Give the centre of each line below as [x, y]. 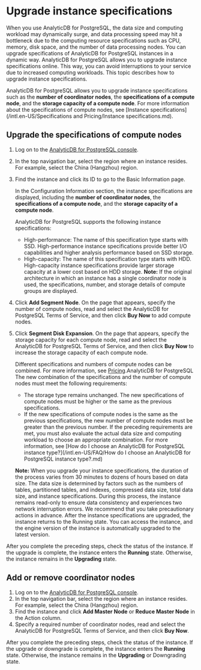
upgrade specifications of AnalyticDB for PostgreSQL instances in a [90, 53]
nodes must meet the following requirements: [71, 383]
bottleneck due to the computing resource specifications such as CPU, [94, 40]
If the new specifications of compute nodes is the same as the [101, 414]
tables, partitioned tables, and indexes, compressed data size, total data [104, 490]
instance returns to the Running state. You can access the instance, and [104, 521]
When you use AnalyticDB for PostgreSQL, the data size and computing [94, 28]
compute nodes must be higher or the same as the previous [98, 401]
